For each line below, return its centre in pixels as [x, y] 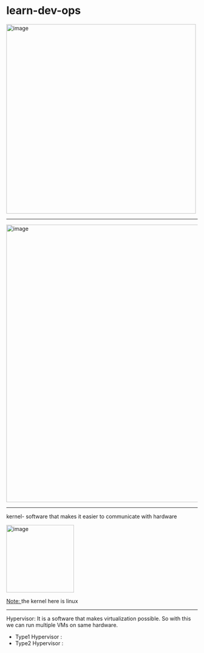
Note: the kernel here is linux [42, 601]
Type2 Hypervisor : [39, 643]
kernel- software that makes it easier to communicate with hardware [92, 516]
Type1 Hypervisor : [39, 637]
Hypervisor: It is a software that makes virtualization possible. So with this [99, 618]
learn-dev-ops [44, 11]
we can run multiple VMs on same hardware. [62, 625]
